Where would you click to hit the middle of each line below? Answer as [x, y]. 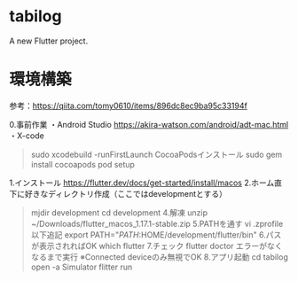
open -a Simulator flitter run [82, 267]
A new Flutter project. [49, 41]
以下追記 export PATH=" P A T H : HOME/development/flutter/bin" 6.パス [156, 234]
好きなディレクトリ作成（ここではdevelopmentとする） [126, 193]
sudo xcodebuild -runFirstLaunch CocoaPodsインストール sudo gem [157, 154]
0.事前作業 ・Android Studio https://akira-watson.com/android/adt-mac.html [149, 124]
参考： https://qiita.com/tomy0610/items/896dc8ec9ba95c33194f [129, 105]
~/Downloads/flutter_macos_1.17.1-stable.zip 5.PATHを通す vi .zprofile [157, 223]
